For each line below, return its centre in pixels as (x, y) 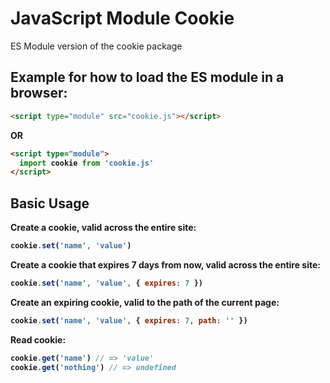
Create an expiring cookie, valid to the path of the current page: (145, 302)
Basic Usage (50, 203)
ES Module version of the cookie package (96, 46)
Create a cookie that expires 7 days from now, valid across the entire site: (165, 264)
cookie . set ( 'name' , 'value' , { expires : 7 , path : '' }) (129, 320)
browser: (39, 93)
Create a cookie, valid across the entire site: (103, 228)
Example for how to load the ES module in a (147, 77)
